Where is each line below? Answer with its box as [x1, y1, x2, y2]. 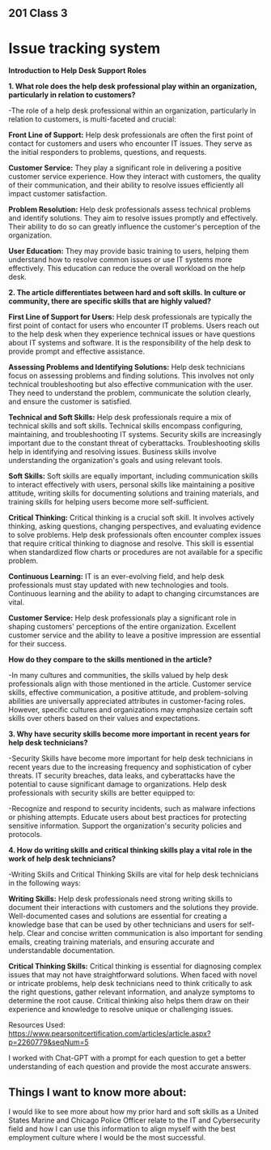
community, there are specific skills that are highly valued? [8, 296, 212, 307]
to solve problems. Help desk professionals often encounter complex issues [8, 530, 261, 540]
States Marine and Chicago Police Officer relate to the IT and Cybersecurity [8, 1115, 260, 1126]
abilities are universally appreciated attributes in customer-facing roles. [8, 697, 246, 706]
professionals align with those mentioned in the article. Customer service [8, 679, 252, 689]
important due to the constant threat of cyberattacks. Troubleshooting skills [8, 438, 260, 448]
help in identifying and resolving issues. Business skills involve [8, 447, 217, 457]
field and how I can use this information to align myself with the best [8, 1124, 236, 1134]
